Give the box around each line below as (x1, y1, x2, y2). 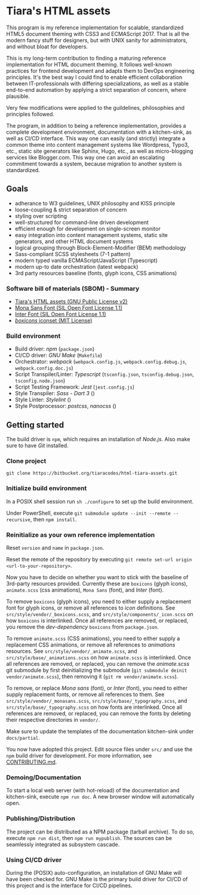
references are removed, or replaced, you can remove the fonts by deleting (6, 710, 191, 717)
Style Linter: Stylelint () (14, 396, 72, 404)
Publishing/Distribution (6, 814, 76, 823)
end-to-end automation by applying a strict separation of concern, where (6, 86, 187, 93)
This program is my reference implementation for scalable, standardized (6, 24, 184, 31)
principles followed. (6, 110, 55, 118)
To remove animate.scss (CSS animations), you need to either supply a (6, 635, 180, 642)
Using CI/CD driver (6, 856, 62, 864)
